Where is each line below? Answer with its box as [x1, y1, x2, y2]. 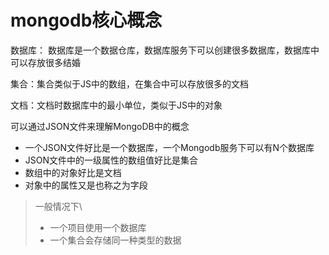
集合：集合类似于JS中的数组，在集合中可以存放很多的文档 [10, 77, 249, 90]
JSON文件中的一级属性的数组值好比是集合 [24, 154, 199, 166]
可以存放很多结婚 [10, 56, 81, 68]
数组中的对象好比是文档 [24, 166, 122, 178]
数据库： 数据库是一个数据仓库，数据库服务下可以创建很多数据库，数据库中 [10, 44, 320, 56]
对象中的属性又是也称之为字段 [24, 179, 148, 191]
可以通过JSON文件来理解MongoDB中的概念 [10, 120, 190, 132]
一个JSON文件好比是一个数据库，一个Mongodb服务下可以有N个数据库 [24, 141, 315, 153]
